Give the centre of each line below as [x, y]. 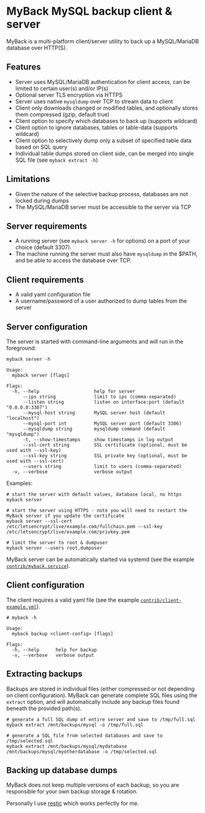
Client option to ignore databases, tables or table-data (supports [96, 127]
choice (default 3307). [43, 248]
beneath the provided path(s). [44, 708]
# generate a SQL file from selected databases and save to [85, 735]
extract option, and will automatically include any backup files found [93, 701]
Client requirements [45, 280]
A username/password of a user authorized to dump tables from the [101, 301]
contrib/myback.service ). [38, 566]
